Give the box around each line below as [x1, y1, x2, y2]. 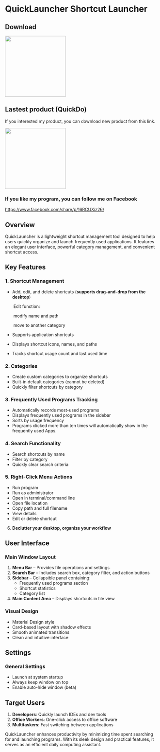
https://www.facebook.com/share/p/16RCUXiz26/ [5, 207, 105, 213]
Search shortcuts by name [12, 451, 65, 457]
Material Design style [12, 619, 55, 625]
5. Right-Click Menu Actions [5, 473, 73, 480]
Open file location [12, 500, 48, 506]
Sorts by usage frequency [12, 417, 64, 424]
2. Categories [5, 362, 38, 369]
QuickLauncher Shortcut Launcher [5, 3, 148, 15]
